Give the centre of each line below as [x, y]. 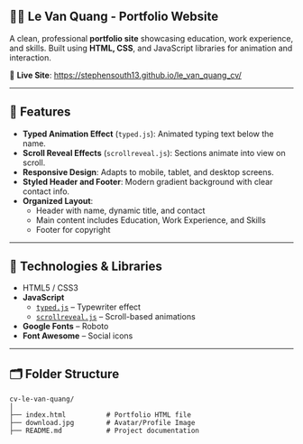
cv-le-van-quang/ [42, 399]
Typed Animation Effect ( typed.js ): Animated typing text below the [148, 134]
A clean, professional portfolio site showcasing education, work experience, [151, 38]
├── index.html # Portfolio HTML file [101, 415]
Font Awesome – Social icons [78, 336]
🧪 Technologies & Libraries [86, 267]
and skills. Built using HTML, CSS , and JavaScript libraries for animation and [151, 48]
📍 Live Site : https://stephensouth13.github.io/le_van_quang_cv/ [125, 75]
